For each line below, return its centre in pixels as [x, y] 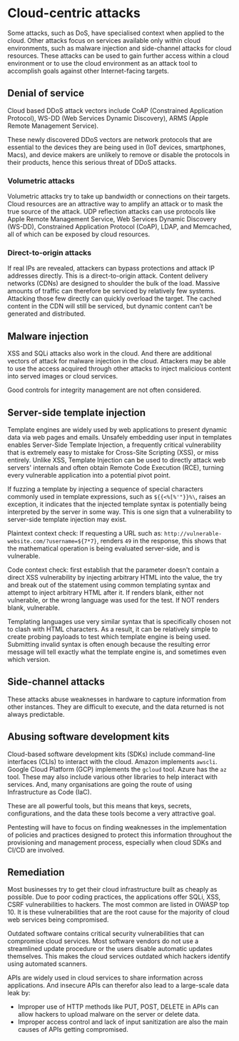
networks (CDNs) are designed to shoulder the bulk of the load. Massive [114, 283]
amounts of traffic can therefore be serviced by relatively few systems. [112, 291]
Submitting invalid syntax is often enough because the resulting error [109, 644]
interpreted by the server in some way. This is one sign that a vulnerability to [120, 511]
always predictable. [36, 714]
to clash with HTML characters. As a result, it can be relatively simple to [113, 629]
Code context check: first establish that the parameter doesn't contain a [113, 570]
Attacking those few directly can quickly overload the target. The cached [115, 298]
